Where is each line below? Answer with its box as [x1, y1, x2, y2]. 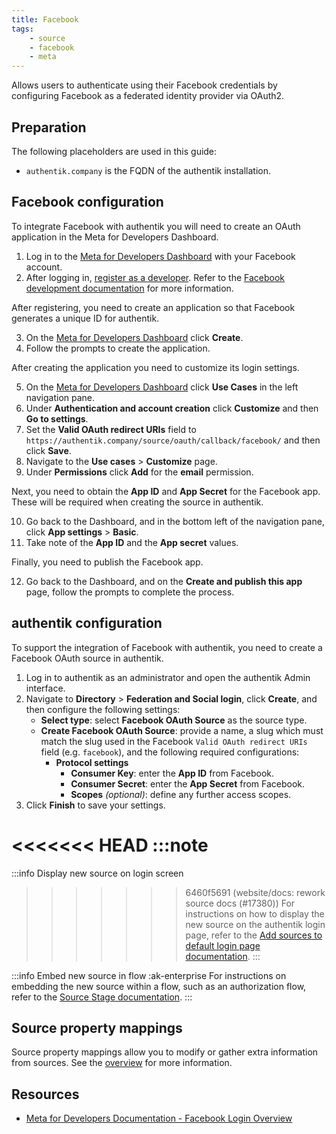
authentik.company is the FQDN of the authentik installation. [25, 164, 272, 176]
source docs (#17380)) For [185, 897, 296, 909]
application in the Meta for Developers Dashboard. [11, 231, 219, 243]
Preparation [11, 119, 87, 136]
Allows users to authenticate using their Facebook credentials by [11, 79, 278, 91]
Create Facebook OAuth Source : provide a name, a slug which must [40, 724, 324, 736]
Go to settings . [25, 412, 89, 425]
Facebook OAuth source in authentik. [11, 652, 164, 664]
